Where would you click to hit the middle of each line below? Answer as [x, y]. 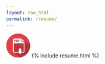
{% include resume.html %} [65, 55]
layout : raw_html [28, 13]
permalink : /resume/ [32, 19]
